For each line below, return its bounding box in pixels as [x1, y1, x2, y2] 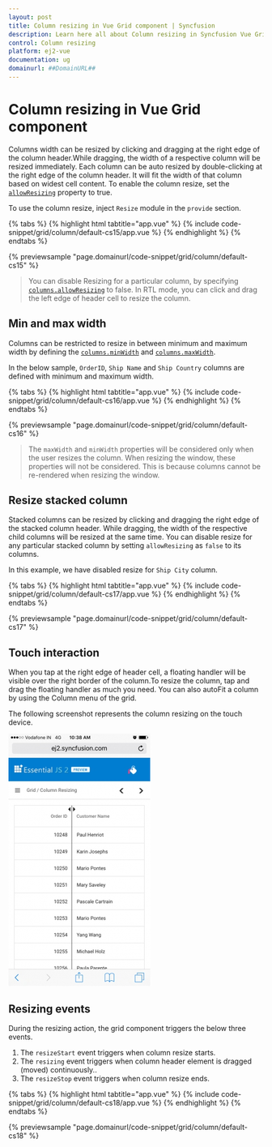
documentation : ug [8, 56, 70, 64]
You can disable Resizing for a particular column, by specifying [28, 276, 239, 285]
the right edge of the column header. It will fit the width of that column [8, 170, 242, 180]
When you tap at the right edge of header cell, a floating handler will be [8, 667, 246, 677]
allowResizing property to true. [8, 187, 113, 197]
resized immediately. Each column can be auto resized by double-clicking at [8, 161, 263, 171]
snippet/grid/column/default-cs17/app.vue [8, 589, 150, 599]
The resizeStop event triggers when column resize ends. [19, 1074, 210, 1084]
